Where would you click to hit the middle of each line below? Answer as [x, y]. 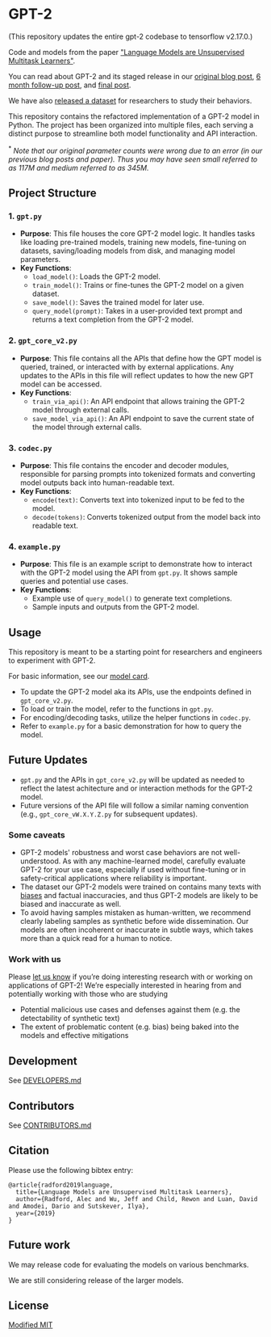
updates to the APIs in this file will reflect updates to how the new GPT [137, 375]
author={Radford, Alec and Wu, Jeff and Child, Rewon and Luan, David [137, 1199]
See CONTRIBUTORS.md [50, 1125]
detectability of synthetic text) [70, 1019]
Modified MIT [31, 1325]
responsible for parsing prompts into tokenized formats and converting [138, 474]
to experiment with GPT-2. [52, 660]
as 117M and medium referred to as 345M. [79, 167]
